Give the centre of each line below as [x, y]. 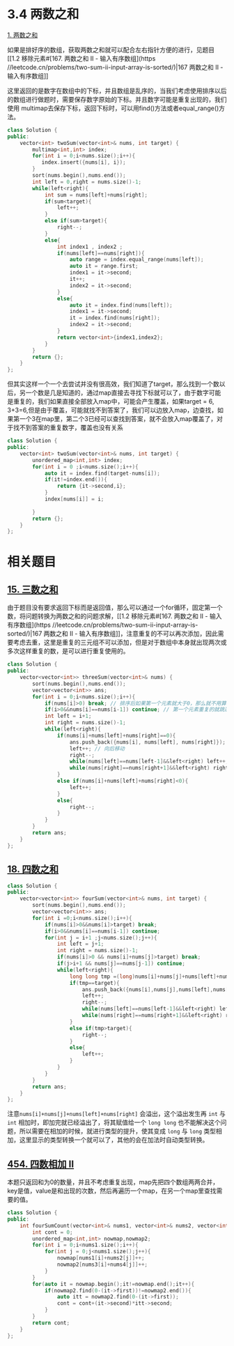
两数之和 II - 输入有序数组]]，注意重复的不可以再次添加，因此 [131, 634]
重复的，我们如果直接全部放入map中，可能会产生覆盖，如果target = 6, [114, 401]
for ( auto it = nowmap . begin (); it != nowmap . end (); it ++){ [114, 1284]
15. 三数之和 [33, 589]
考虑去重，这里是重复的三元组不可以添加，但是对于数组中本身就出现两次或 [120, 643]
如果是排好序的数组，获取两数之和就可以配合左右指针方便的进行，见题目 [111, 49]
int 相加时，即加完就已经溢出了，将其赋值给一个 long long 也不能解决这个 [114, 1122]
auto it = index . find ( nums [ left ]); [121, 305]
